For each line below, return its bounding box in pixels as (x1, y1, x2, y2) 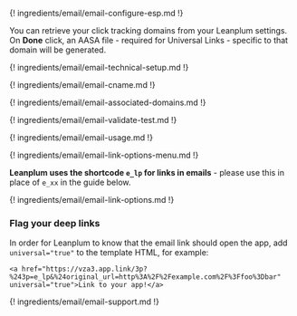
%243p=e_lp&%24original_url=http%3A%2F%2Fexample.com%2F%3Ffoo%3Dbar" (9, 273, 282, 282)
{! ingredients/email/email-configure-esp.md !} (9, 8, 184, 18)
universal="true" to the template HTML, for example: (9, 247, 209, 258)
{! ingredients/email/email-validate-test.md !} (9, 115, 177, 125)
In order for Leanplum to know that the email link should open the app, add (9, 237, 288, 248)
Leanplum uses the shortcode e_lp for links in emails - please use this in (9, 168, 285, 177)
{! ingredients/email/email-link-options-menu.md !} (9, 149, 199, 160)
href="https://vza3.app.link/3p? (21, 264, 148, 274)
